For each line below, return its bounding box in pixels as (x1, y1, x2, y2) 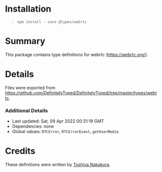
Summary (5, 35, 45, 47)
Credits (5, 146, 36, 156)
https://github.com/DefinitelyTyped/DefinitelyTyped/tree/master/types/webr (5, 90, 157, 96)
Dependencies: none (12, 123, 54, 129)
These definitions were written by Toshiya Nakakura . (5, 162, 111, 168)
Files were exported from (5, 85, 55, 90)
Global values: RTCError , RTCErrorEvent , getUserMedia (12, 129, 119, 135)
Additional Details (5, 107, 48, 114)
